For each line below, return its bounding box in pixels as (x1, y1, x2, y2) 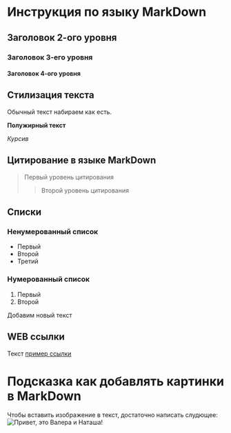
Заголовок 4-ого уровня (7, 70, 81, 78)
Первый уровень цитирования (23, 173, 114, 181)
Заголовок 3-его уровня (7, 52, 93, 62)
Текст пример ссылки (7, 349, 72, 358)
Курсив (7, 134, 29, 142)
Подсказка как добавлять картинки (7, 374, 224, 389)
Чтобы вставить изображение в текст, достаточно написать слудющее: (7, 411, 219, 419)
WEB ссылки (7, 331, 66, 343)
